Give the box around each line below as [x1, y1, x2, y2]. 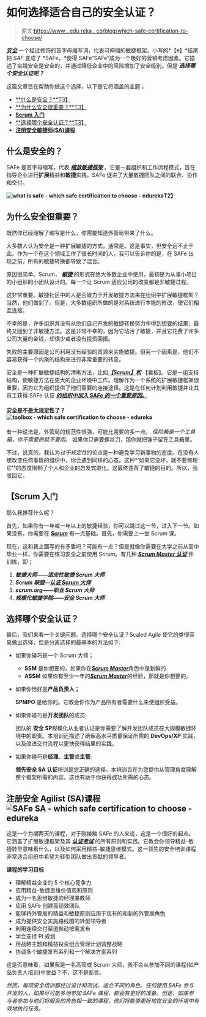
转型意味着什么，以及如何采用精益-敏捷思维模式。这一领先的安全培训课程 [11, 845, 197, 853]
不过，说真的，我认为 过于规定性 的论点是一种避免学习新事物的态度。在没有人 [6, 448, 199, 456]
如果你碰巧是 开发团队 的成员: [15, 712, 87, 719]
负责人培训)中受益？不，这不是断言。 [11, 969, 105, 976]
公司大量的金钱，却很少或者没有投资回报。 [6, 335, 114, 342]
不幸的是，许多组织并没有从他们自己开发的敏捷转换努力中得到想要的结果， [6, 320, 194, 327]
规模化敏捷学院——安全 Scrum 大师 [15, 594, 105, 601]
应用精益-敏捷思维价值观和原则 [15, 887, 94, 894]
